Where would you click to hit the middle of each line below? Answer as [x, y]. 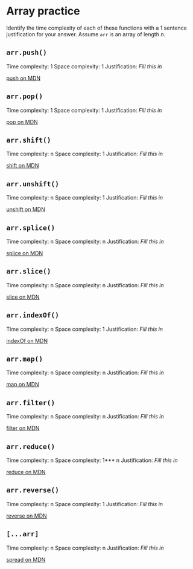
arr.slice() [29, 271]
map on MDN [23, 385]
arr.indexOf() [33, 315]
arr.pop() [25, 96]
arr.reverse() [33, 490]
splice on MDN [25, 253]
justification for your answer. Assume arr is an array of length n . [86, 34]
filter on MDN [23, 428]
